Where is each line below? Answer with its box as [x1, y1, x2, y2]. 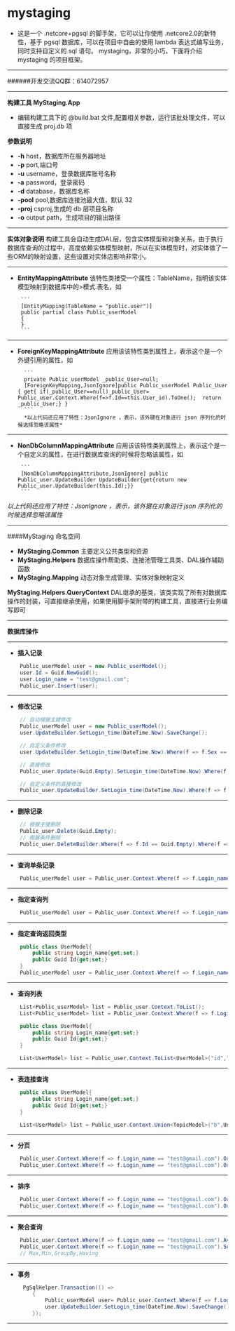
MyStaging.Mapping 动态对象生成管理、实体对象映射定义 [17, 573, 185, 582]
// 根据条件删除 [20, 834, 61, 841]
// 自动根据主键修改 [20, 716, 71, 723]
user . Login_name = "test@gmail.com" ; [20, 676, 130, 683]
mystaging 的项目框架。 [17, 55, 87, 64]
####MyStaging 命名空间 [7, 532, 80, 540]
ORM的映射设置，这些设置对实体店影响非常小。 [13, 252, 150, 260]
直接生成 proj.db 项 [17, 121, 73, 131]
